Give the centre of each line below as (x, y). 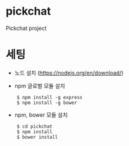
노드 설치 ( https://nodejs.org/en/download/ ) (69, 73)
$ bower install (38, 137)
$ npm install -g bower (47, 103)
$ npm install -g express (50, 97)
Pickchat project (26, 28)
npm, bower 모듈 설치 (41, 115)
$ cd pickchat (35, 126)
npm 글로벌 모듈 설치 (40, 86)
